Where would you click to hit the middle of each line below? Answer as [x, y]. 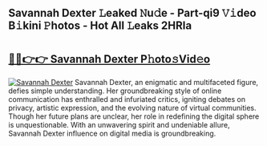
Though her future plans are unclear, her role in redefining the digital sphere [134, 116]
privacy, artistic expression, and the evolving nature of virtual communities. [132, 108]
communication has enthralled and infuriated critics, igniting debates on [127, 99]
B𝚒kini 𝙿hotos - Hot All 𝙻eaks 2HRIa [100, 26]
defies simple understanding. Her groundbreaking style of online [115, 91]
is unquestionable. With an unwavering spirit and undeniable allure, [119, 125]
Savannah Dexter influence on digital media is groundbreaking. [112, 133]
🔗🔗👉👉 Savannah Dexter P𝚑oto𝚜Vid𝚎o [109, 59]
